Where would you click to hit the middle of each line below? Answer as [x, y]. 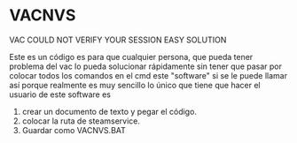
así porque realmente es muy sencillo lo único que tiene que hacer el [135, 85]
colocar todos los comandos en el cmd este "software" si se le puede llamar [148, 75]
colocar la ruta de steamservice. [81, 121]
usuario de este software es [60, 94]
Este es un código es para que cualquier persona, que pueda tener [131, 56]
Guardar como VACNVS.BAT [74, 130]
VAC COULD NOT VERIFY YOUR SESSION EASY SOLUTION [118, 40]
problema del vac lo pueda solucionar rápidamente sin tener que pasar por [145, 66]
